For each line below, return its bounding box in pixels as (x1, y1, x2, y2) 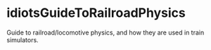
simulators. (6, 35, 39, 44)
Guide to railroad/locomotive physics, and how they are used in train (6, 28, 205, 37)
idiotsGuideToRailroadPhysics (6, 5, 186, 21)
